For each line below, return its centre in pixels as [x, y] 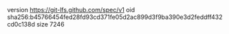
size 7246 [51, 24]
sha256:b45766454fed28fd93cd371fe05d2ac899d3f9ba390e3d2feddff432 [115, 17]
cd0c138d [21, 24]
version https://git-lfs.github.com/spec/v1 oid [71, 10]
